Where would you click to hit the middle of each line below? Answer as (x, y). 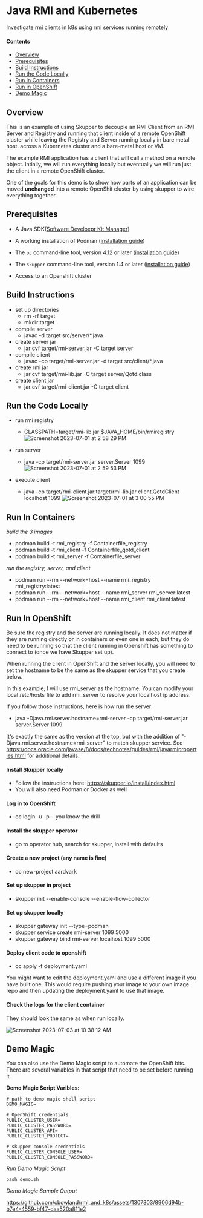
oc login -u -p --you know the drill (57, 817)
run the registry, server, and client (48, 568)
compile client (32, 354)
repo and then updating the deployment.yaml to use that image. (85, 991)
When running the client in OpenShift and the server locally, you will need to (101, 664)
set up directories (37, 309)
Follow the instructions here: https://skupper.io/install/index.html (95, 783)
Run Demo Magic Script (36, 1168)
